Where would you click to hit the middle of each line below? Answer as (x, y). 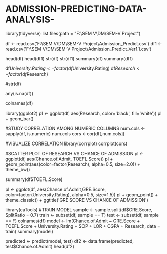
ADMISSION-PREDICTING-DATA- (76, 9)
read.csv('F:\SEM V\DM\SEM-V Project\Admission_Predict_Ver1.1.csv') (78, 49)
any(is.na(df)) (19, 93)
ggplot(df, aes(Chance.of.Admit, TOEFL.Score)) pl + (59, 159)
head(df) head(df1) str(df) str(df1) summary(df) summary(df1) (69, 58)
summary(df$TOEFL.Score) (34, 179)
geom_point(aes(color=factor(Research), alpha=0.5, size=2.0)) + (73, 164)
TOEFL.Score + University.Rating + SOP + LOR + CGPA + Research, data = (83, 226)
